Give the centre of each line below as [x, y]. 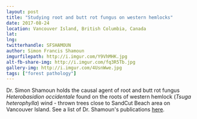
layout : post [23, 12]
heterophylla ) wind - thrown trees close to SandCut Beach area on [88, 103]
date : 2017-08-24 [28, 23]
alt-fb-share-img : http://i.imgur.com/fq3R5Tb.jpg [71, 62]
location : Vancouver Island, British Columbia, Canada [76, 29]
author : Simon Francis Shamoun [45, 51]
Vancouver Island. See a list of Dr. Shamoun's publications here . [86, 109]
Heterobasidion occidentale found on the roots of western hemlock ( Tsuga [99, 97]
